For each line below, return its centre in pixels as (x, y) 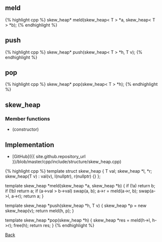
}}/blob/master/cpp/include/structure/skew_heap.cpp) (67, 161)
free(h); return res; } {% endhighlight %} (54, 225)
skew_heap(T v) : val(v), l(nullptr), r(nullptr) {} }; (53, 176)
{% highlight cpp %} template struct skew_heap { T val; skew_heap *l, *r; (79, 171)
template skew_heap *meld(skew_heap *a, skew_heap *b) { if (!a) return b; (80, 185)
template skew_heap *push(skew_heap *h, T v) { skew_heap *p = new (76, 205)
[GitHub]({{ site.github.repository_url (49, 156)
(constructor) (25, 129)
